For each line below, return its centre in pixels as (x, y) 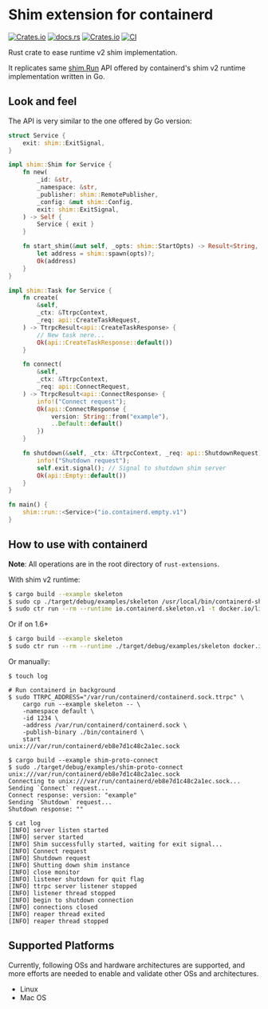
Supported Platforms (61, 946)
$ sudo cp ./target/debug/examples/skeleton (83, 602)
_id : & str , (55, 180)
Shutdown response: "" (46, 810)
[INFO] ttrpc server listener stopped (73, 887)
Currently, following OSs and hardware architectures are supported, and (127, 965)
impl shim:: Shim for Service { (60, 165)
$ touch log (28, 677)
